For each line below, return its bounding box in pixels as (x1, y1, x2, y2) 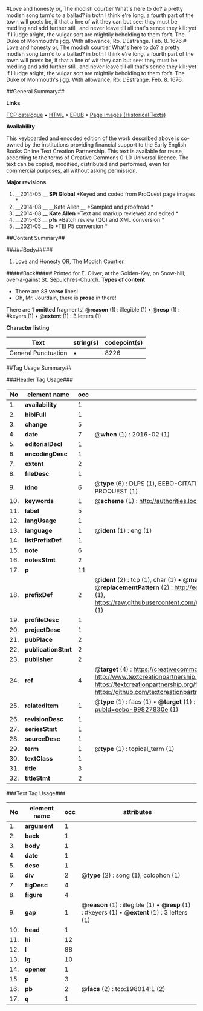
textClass (25, 755, 53, 762)
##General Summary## (6, 88, 65, 95)
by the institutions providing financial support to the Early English (24, 141, 187, 148)
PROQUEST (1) (94, 487, 138, 495)
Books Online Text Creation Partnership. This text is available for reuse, (6, 148, 184, 155)
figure (25, 891, 43, 899)
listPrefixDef (25, 536, 62, 544)
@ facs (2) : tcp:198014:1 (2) (81, 985, 166, 993)
